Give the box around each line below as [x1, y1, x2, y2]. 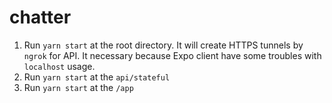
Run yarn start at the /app [23, 81, 134, 93]
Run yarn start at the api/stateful [23, 71, 171, 83]
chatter [9, 6, 72, 29]
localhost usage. [23, 60, 96, 72]
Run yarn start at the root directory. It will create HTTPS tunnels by [23, 39, 304, 51]
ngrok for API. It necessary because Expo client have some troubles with [23, 49, 322, 61]
